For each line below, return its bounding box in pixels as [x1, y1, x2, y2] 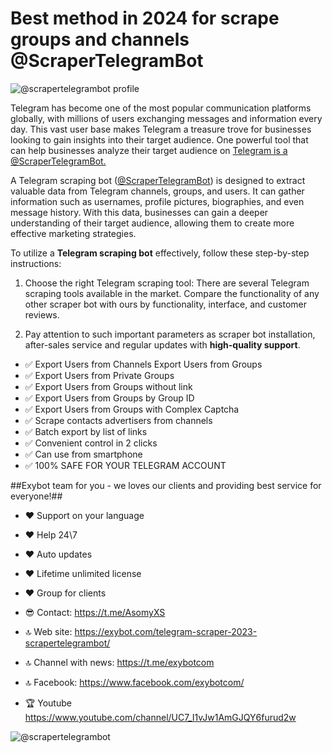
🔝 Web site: [24, 625, 73, 637]
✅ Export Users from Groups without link [24, 380, 193, 392]
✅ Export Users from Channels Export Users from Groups [24, 358, 263, 370]
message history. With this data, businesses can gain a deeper [10, 206, 269, 218]
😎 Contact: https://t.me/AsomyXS [24, 606, 166, 618]
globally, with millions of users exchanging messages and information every [10, 112, 323, 124]
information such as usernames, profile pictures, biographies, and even [10, 195, 305, 207]
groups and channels [10, 28, 190, 51]
